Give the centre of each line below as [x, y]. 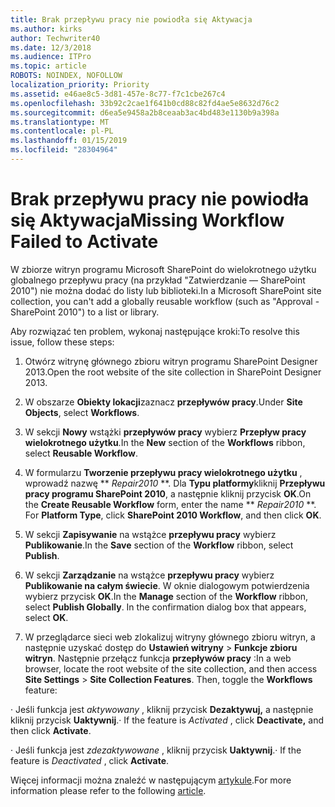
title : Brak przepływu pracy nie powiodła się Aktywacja [131, 19]
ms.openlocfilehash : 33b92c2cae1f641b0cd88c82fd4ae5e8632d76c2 [145, 103]
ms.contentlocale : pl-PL [62, 131]
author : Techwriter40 [55, 38]
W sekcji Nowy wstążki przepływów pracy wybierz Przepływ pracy [165, 432]
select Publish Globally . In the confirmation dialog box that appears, [165, 607]
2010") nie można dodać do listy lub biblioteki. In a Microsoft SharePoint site [166, 290]
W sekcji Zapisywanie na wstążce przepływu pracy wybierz [150, 534]
